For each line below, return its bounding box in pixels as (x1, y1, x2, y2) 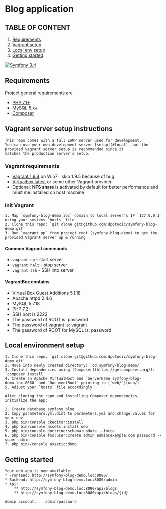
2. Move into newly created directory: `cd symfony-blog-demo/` (5, 363, 142, 368)
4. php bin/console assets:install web (5, 424, 88, 429)
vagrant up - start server (12, 257, 63, 263)
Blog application (5, 3, 74, 15)
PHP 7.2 (12, 306, 29, 312)
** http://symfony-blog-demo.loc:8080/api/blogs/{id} (14, 490, 128, 496)
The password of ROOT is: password (12, 316, 88, 322)
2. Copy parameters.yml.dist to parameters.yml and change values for (5, 411, 155, 416)
